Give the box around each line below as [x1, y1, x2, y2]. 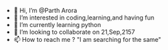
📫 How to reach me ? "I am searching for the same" [13, 36, 162, 43]
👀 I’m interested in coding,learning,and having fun [13, 14, 155, 22]
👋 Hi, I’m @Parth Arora [13, 7, 77, 14]
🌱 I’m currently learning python [13, 21, 101, 28]
